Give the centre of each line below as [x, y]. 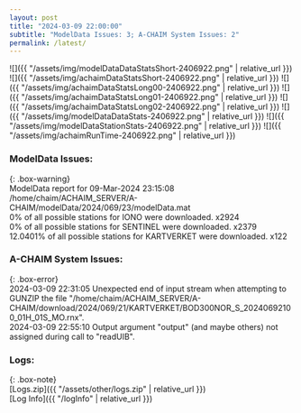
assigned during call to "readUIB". [72, 336]
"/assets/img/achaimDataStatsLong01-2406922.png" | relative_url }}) [150, 97]
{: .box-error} [34, 279]
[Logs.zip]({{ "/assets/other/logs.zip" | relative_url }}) [108, 390]
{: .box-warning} [40, 179]
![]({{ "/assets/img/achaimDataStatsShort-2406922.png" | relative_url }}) [144, 78]
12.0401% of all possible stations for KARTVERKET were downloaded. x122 [148, 236]
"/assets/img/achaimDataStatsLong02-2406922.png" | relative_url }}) [150, 107]
